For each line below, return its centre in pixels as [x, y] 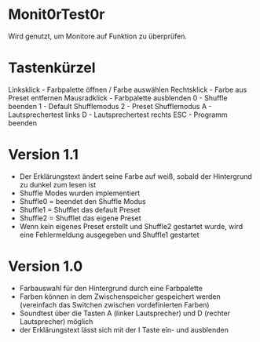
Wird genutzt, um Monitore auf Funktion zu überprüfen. [97, 36]
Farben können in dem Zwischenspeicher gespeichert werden [120, 297]
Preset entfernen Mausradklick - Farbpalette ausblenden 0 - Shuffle [118, 98]
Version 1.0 [46, 266]
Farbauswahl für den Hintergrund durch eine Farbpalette [111, 288]
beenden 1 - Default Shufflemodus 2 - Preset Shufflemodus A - [110, 106]
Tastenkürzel [52, 68]
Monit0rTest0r [57, 15]
